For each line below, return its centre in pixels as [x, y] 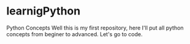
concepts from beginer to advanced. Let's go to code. [74, 34]
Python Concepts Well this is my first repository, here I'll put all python [95, 28]
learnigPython [44, 11]
